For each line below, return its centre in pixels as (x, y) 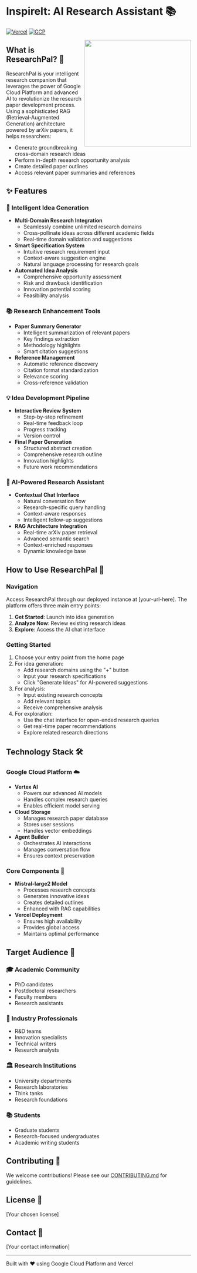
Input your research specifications (65, 676)
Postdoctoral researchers (45, 991)
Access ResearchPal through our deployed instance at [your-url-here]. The (97, 599)
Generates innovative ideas (56, 896)
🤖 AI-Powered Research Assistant (55, 482)
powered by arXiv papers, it (40, 129)
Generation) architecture (36, 124)
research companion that (36, 79)
